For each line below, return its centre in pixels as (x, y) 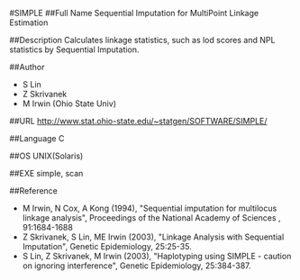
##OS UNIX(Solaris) (46, 156)
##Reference (34, 191)
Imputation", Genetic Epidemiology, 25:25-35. (107, 246)
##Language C (37, 138)
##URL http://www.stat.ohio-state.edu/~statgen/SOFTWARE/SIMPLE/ (138, 121)
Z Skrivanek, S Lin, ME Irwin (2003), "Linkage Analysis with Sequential (153, 237)
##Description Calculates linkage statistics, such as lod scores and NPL (142, 40)
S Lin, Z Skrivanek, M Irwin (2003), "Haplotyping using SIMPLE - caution (157, 256)
